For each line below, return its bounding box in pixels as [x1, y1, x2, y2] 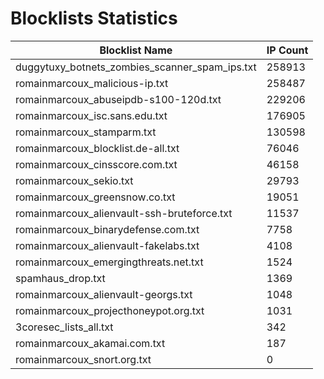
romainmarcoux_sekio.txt [15, 173, 134, 187]
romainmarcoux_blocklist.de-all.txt [15, 141, 180, 155]
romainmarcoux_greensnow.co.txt [15, 190, 176, 204]
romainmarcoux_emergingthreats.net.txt [15, 255, 204, 269]
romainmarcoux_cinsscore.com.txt [15, 157, 178, 171]
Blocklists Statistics [10, 7, 178, 30]
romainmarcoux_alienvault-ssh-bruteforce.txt [15, 206, 233, 220]
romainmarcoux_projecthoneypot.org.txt [15, 303, 205, 317]
